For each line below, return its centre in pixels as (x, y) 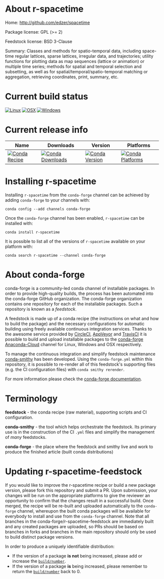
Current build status (47, 97)
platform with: (19, 246)
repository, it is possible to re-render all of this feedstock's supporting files (80, 364)
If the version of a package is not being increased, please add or (77, 556)
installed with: (19, 223)
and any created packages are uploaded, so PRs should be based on (74, 526)
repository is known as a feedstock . (41, 309)
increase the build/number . (39, 561)
